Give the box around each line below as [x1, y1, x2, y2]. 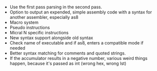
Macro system [9, 19, 39, 25]
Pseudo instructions [9, 25, 50, 30]
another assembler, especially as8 [9, 14, 79, 20]
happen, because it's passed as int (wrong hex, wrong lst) [9, 60, 127, 66]
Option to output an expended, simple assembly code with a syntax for [9, 9, 152, 15]
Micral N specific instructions [9, 30, 69, 35]
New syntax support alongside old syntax [9, 35, 94, 41]
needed [9, 45, 25, 51]
